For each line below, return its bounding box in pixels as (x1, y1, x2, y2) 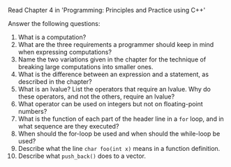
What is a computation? (17, 33, 87, 41)
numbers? (17, 108, 47, 115)
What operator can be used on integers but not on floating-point (17, 100, 203, 108)
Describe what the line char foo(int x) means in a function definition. (17, 145, 221, 152)
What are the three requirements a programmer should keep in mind (17, 41, 214, 48)
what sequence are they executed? (17, 122, 119, 130)
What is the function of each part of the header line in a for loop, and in (17, 115, 224, 123)
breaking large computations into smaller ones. (17, 63, 154, 71)
